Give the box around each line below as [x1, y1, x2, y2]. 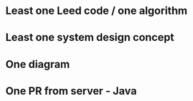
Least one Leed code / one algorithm [5, 4, 188, 18]
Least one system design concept [5, 31, 175, 44]
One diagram [5, 57, 70, 71]
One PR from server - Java [5, 84, 137, 97]
